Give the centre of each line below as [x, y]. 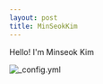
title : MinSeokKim [43, 26]
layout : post [34, 18]
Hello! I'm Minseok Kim [52, 51]
